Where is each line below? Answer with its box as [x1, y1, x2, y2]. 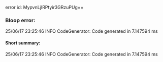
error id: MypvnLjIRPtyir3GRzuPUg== [5, 5, 84, 10]
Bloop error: [5, 17, 36, 24]
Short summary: [5, 40, 41, 46]
